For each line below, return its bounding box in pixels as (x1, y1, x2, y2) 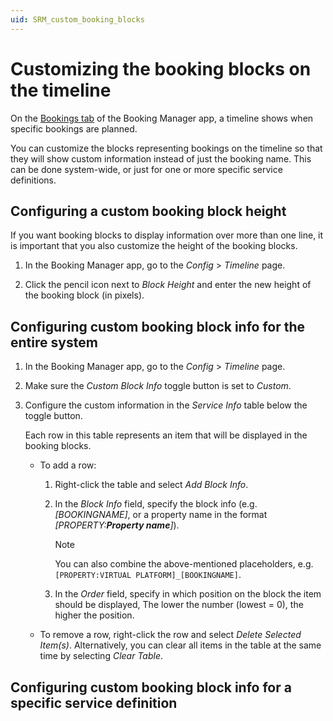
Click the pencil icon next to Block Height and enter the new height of (24, 279, 312, 291)
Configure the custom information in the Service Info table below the (24, 399, 308, 411)
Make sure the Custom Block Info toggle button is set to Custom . (24, 380, 292, 392)
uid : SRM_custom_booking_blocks (10, 14, 145, 25)
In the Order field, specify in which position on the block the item (54, 588, 322, 600)
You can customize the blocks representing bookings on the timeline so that (10, 142, 323, 154)
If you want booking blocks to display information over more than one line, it (10, 229, 324, 241)
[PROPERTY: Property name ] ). (54, 519, 180, 531)
